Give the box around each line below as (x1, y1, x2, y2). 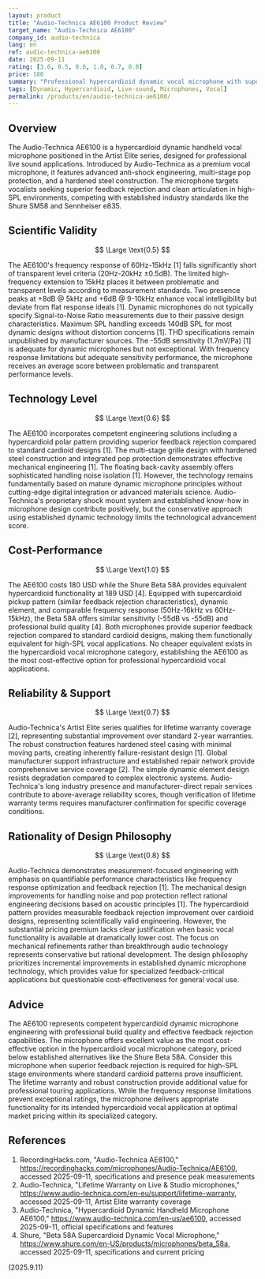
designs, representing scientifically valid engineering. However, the (8, 917, 227, 926)
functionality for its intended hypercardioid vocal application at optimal (8, 1102, 238, 1112)
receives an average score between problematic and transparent (8, 361, 219, 370)
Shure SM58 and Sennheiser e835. (8, 201, 122, 211)
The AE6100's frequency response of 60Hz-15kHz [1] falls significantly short (8, 260, 257, 269)
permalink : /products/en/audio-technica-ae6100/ (8, 92, 171, 100)
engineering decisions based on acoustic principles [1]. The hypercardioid (8, 899, 249, 909)
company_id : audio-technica (8, 33, 101, 42)
